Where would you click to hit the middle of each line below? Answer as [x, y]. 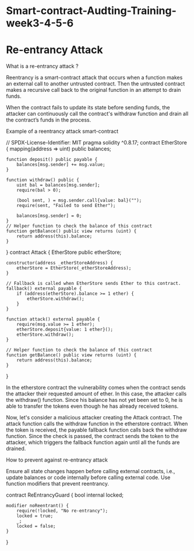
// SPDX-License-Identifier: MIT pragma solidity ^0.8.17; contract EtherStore [97, 143]
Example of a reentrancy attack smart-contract [62, 131]
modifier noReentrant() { [37, 506]
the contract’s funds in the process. [49, 120]
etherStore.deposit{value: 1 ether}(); [65, 330]
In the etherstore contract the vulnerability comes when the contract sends [96, 388]
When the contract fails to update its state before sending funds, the [88, 108]
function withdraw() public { [43, 180]
